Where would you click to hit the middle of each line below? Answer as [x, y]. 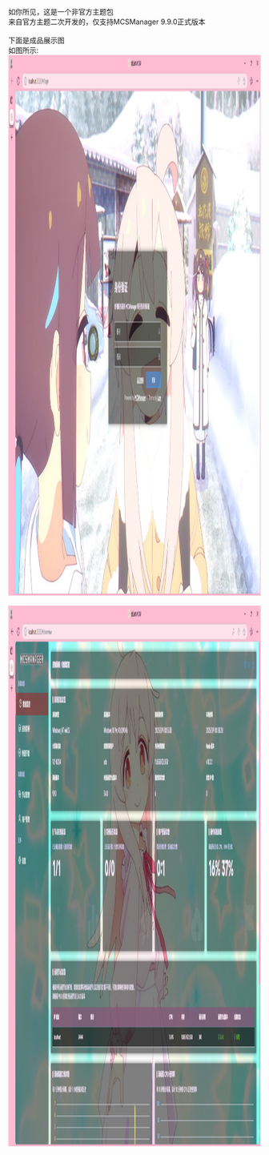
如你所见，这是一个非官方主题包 [61, 12]
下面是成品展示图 [36, 40]
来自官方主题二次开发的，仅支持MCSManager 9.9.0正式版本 [107, 22]
